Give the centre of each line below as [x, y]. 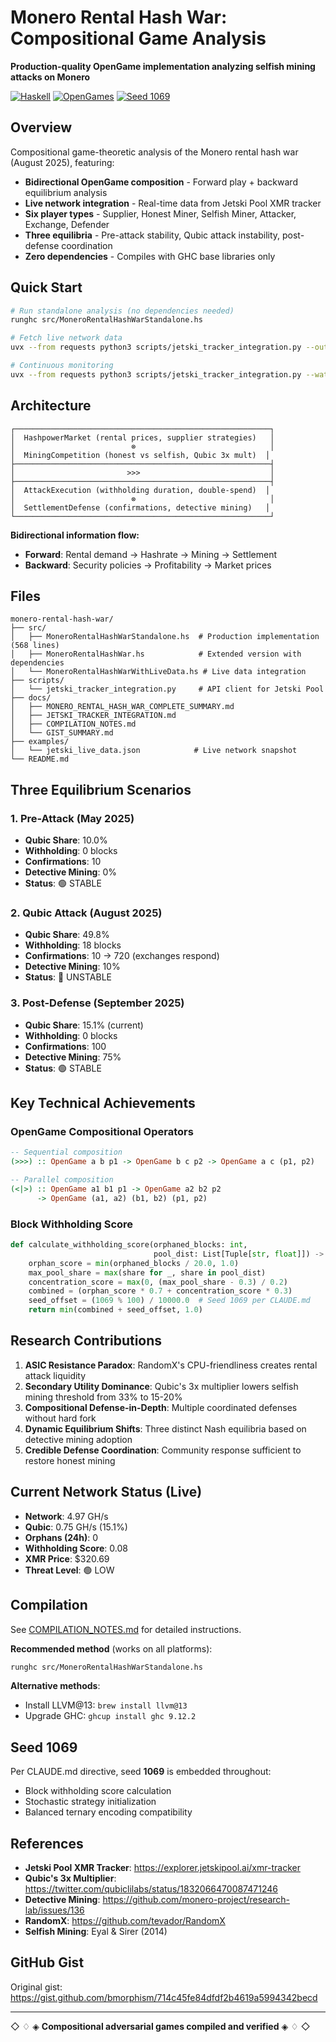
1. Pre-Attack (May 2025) [72, 818]
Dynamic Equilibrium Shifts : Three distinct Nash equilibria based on [165, 1428]
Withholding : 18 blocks [73, 945]
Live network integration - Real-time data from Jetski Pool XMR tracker [173, 203]
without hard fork [60, 1418]
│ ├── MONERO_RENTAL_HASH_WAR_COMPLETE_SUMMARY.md [122, 707]
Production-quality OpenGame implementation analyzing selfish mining [163, 66]
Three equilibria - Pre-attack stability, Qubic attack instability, [152, 235]
